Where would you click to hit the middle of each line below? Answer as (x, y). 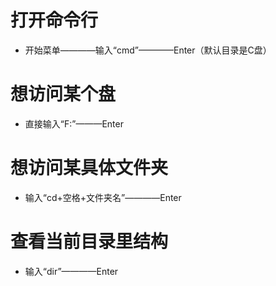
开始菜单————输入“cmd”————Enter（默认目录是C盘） (148, 50)
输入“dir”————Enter (71, 271)
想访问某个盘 (63, 94)
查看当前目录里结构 (89, 242)
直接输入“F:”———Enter (74, 123)
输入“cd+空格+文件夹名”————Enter (103, 197)
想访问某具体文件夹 (89, 168)
